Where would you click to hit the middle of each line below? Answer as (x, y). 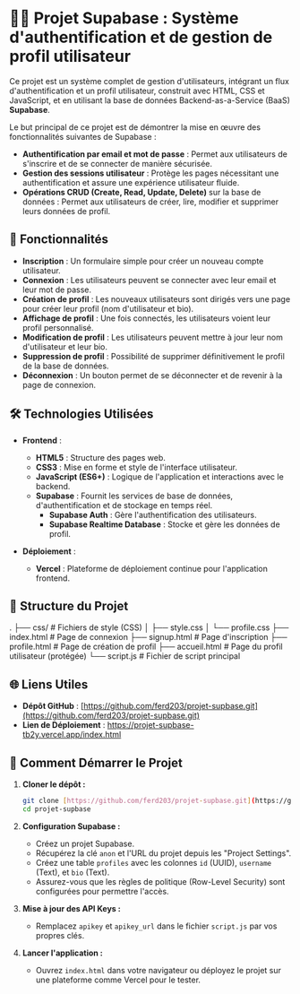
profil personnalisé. (58, 327)
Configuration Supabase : (71, 826)
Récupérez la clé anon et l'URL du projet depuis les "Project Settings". (163, 853)
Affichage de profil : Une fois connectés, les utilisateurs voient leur (146, 318)
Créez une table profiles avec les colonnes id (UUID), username (153, 862)
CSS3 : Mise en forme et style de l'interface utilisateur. (137, 467)
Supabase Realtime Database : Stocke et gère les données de (164, 524)
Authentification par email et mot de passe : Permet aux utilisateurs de (155, 154)
